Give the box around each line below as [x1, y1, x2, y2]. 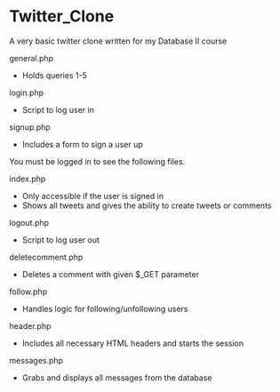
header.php [9, 320, 52, 331]
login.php [9, 87, 44, 98]
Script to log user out [21, 234, 100, 245]
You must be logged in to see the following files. [9, 156, 186, 166]
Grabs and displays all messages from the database [21, 372, 212, 383]
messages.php [9, 355, 64, 365]
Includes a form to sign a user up [21, 139, 144, 149]
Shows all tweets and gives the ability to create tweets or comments [21, 200, 272, 211]
